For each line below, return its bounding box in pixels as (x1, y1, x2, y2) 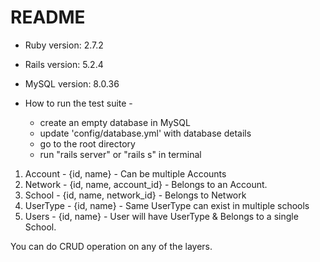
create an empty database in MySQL (39, 116, 191, 128)
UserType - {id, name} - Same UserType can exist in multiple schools (24, 199, 310, 211)
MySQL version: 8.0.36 (24, 77, 120, 90)
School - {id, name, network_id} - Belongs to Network (24, 189, 247, 201)
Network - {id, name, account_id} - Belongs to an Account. (24, 178, 268, 190)
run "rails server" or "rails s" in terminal (39, 148, 202, 160)
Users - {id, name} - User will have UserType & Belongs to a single (24, 210, 299, 222)
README (10, 6, 86, 29)
